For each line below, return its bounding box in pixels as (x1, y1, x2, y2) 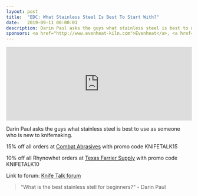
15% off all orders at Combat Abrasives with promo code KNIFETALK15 (6, 143, 178, 150)
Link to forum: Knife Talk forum (6, 172, 81, 180)
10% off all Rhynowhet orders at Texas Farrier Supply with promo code (6, 154, 178, 162)
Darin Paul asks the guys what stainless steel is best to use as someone (6, 125, 181, 132)
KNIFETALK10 (6, 161, 39, 168)
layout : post (6, 8, 38, 15)
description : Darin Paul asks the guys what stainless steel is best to (6, 25, 189, 31)
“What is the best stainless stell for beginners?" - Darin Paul (20, 184, 166, 191)
